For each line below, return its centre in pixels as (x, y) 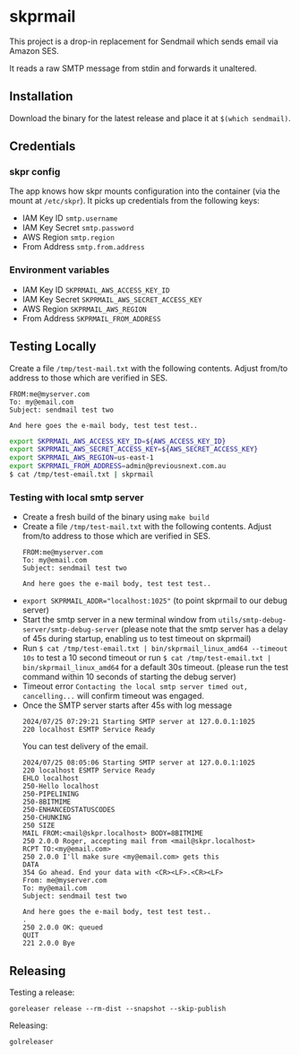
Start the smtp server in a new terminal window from (119, 620)
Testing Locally (53, 347)
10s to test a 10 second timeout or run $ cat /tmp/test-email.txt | (146, 658)
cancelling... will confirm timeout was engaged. (113, 696)
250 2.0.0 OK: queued (62, 928)
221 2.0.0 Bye (48, 944)
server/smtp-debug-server (70, 630)
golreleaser (31, 1042)
